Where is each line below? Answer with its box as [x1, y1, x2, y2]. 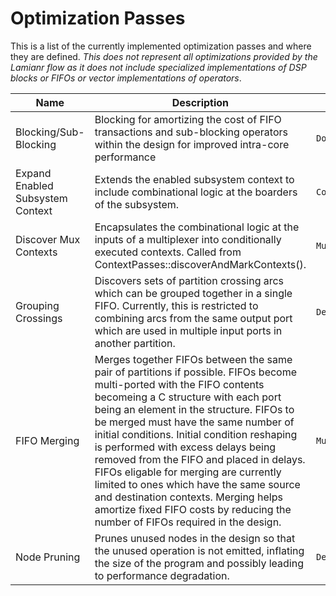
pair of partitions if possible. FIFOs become [94, 365, 298, 379]
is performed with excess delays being [94, 440, 277, 454]
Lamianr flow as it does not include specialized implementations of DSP [10, 61, 307, 73]
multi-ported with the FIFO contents [94, 377, 265, 391]
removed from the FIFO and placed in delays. [94, 452, 306, 466]
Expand [15, 166, 52, 180]
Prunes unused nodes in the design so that [94, 531, 296, 545]
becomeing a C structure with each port [94, 390, 282, 404]
